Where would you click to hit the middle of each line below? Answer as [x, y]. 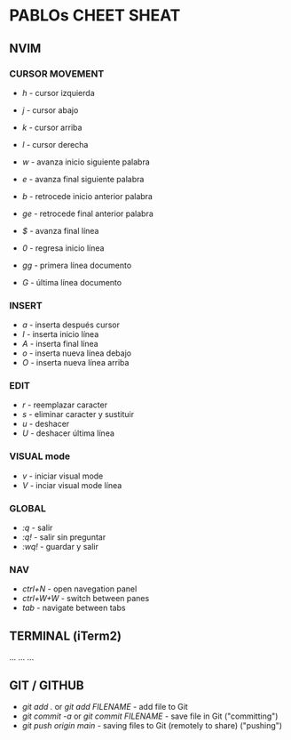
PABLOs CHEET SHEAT [95, 16]
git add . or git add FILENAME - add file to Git [105, 706]
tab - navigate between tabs [74, 608]
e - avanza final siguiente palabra [83, 179]
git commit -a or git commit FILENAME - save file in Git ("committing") [150, 716]
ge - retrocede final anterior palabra [87, 213]
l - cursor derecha [55, 144]
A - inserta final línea [60, 344]
